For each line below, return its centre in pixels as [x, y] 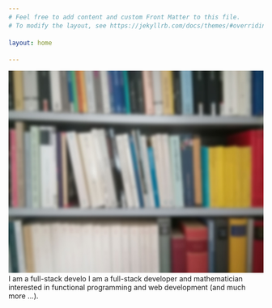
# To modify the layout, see [57, 25]
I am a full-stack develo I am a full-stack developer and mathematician [125, 279]
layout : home [30, 43]
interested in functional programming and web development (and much [127, 288]
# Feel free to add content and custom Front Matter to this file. [125, 17]
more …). [23, 296]
